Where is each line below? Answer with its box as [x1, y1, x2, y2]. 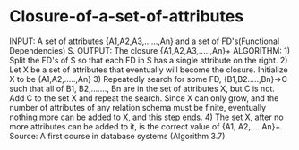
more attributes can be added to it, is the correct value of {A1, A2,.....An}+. [9, 121, 284, 131]
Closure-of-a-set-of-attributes [9, 6, 244, 27]
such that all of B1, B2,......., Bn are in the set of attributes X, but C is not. [9, 83, 276, 94]
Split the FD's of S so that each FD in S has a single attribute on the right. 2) [9, 54, 288, 65]
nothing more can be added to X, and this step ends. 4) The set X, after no [9, 112, 284, 122]
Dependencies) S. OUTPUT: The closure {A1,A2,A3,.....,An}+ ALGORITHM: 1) [9, 45, 291, 55]
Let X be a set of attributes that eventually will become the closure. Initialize [9, 64, 288, 75]
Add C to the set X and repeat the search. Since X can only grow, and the [9, 92, 279, 104]
